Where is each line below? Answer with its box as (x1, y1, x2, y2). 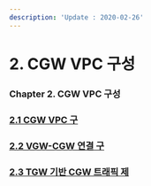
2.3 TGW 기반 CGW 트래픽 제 (9, 166, 130, 178)
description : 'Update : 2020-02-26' (9, 12, 144, 22)
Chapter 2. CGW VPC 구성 (9, 88, 121, 100)
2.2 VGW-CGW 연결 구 (9, 139, 104, 151)
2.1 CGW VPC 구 (9, 113, 79, 126)
